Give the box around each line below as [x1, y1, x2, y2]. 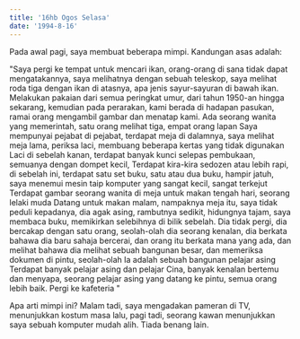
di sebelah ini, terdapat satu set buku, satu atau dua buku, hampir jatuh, [9, 168, 274, 179]
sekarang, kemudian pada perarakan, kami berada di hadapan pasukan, [9, 101, 275, 112]
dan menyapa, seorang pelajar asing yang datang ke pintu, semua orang [9, 273, 278, 283]
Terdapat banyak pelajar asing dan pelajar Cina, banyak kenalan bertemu [9, 264, 279, 274]
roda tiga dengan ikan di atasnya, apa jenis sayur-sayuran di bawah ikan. [9, 83, 279, 93]
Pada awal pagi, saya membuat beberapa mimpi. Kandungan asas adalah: [9, 46, 283, 56]
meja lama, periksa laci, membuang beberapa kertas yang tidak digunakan [9, 140, 285, 151]
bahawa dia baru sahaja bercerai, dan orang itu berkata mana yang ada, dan [9, 235, 292, 246]
